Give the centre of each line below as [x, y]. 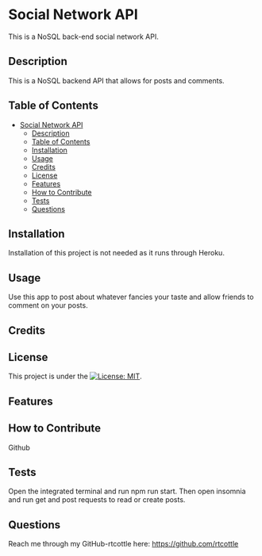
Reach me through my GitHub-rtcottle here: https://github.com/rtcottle [123, 544]
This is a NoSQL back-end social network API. [83, 36]
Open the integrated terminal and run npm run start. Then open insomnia [127, 491]
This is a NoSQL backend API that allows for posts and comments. [116, 80]
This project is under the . [75, 376]
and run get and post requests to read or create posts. [97, 500]
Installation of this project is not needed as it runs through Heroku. [116, 253]
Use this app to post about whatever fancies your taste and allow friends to [131, 297]
